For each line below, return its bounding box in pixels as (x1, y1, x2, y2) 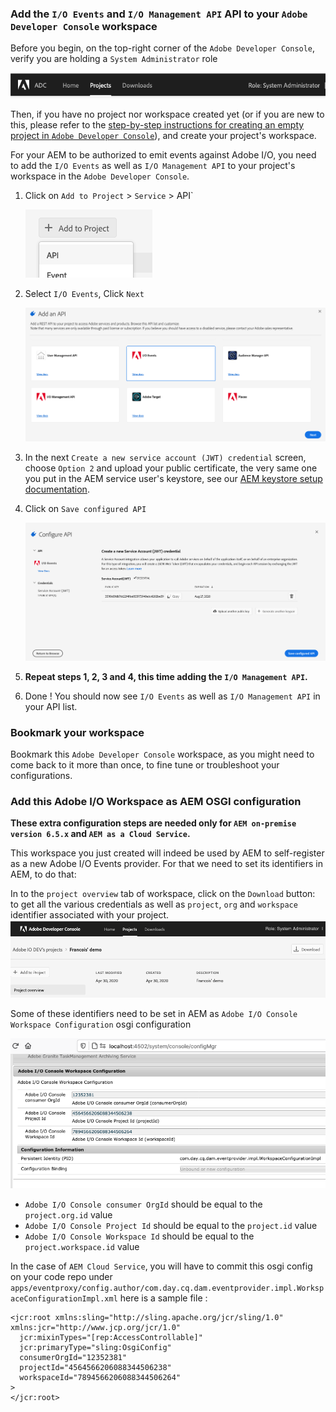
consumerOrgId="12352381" (19, 1353, 128, 1363)
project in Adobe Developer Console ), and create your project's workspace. (10, 130, 317, 142)
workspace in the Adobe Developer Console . (10, 170, 190, 182)
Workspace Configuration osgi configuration (10, 1018, 192, 1030)
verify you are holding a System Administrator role (10, 53, 218, 65)
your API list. (24, 700, 78, 712)
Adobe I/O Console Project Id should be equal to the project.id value (24, 1220, 318, 1232)
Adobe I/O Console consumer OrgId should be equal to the (24, 1198, 263, 1211)
